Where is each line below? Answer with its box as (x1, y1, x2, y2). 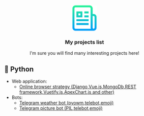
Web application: (11, 79, 47, 85)
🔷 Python (4, 65, 34, 73)
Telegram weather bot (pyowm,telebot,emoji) (19, 100, 114, 106)
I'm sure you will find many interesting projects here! (29, 50, 140, 56)
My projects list (65, 38, 104, 46)
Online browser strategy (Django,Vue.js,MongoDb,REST (19, 84, 136, 90)
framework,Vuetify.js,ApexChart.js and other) (19, 89, 114, 95)
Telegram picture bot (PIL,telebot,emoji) (19, 105, 103, 111)
